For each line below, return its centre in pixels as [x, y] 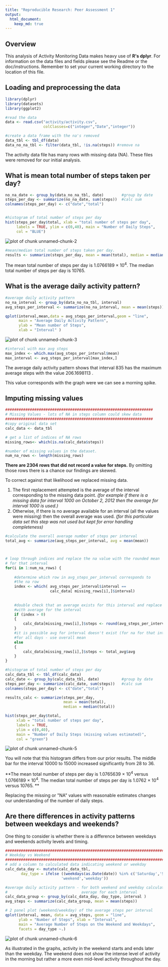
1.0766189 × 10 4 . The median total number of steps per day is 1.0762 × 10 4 [82, 780]
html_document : [25, 19]
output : [13, 14]
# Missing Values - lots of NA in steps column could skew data [73, 415]
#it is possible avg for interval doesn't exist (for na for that [85, 633]
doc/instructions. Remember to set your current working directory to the [79, 67]
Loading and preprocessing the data [63, 88]
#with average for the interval [48, 610]
